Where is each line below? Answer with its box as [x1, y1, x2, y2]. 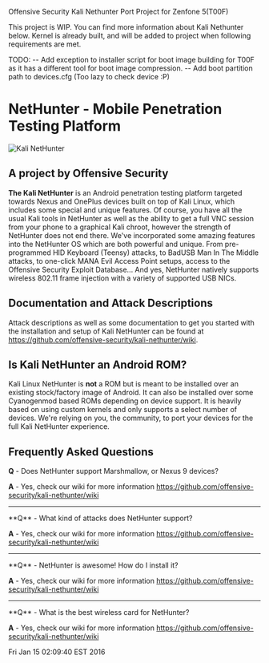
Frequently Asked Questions [8, 445, 155, 459]
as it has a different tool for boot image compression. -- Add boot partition [8, 63, 254, 73]
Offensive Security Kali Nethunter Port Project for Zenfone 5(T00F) [8, 7, 229, 16]
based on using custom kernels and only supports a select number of [8, 405, 238, 414]
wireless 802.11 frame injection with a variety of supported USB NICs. [8, 273, 237, 283]
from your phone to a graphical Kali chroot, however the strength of [8, 222, 231, 232]
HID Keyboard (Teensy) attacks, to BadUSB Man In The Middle [52, 248, 259, 257]
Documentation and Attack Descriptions [8, 297, 214, 310]
